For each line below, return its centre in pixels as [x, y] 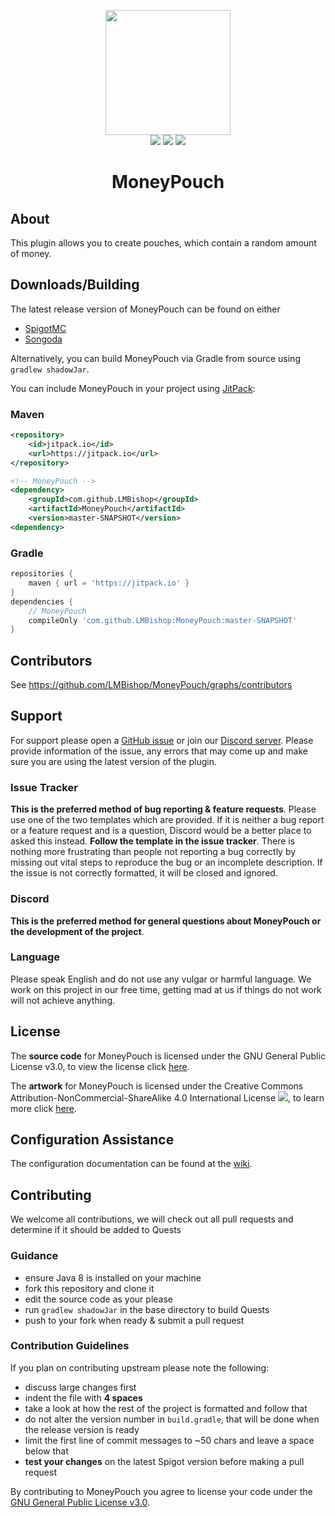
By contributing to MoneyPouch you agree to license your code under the [161, 1491]
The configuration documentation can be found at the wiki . [131, 1164]
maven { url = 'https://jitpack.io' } [109, 583]
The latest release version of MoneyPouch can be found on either [145, 309]
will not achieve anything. [63, 1000]
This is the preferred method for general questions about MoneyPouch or [166, 921]
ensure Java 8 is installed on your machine [113, 1277]
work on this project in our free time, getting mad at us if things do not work [166, 989]
